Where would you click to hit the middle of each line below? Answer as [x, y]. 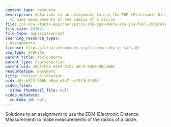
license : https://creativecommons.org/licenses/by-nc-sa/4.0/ [73, 48]
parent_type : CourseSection [35, 62]
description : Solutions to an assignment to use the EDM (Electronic [81, 15]
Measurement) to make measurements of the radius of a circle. [71, 119]
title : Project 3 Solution [34, 76]
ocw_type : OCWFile [25, 52]
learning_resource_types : [33, 39]
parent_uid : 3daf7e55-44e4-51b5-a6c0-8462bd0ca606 [60, 67]
